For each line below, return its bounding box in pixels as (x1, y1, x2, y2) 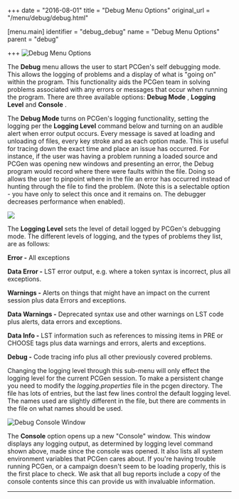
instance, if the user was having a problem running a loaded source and (7, 152, 218, 160)
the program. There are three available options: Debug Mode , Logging (7, 93, 216, 101)
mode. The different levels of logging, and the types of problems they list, (7, 232, 223, 241)
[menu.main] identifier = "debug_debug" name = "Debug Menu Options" (7, 28, 220, 36)
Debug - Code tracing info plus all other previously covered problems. (7, 352, 213, 361)
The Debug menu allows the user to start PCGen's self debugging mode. (7, 63, 221, 70)
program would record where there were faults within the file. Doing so (7, 167, 215, 175)
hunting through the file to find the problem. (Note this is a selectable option (7, 182, 230, 191)
